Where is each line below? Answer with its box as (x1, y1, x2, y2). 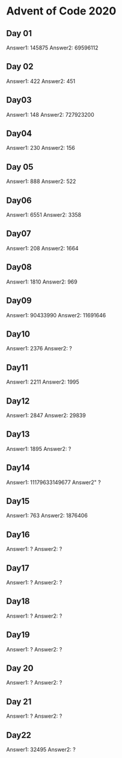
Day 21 (6, 697, 32, 707)
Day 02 (6, 61, 34, 72)
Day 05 (6, 161, 34, 172)
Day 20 (6, 663, 34, 674)
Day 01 (6, 28, 32, 39)
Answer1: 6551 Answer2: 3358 (6, 211, 82, 219)
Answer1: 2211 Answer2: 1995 (6, 378, 79, 386)
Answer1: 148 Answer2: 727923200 (6, 111, 94, 118)
